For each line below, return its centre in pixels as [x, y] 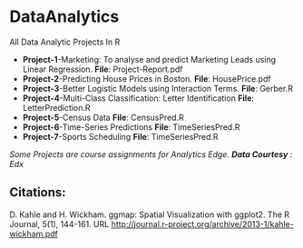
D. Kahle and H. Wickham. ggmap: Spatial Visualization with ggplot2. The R [150, 214]
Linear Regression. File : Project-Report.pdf [103, 69]
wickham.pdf [34, 233]
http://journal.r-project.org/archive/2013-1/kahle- [203, 223]
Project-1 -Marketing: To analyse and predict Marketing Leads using [149, 59]
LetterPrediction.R [56, 107]
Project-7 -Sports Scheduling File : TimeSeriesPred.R [121, 136]
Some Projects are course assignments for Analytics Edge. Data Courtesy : [151, 154]
